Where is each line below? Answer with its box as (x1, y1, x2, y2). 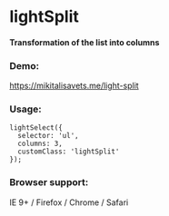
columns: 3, (17, 139, 64, 149)
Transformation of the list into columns (9, 36, 160, 47)
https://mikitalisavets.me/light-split (9, 80, 139, 92)
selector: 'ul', (17, 132, 79, 141)
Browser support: (9, 176, 89, 189)
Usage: (9, 103, 43, 115)
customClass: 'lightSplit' (17, 147, 120, 156)
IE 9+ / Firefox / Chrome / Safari (9, 197, 129, 208)
